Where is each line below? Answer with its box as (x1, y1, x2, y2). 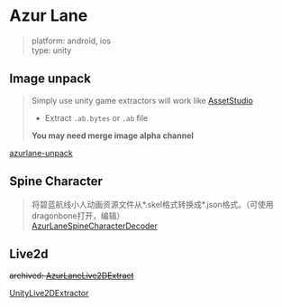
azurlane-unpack (9, 147, 74, 158)
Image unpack (9, 71, 92, 87)
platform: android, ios (31, 35, 111, 46)
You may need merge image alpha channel (31, 130, 194, 141)
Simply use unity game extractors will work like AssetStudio (31, 95, 254, 106)
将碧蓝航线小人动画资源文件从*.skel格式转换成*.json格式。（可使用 (31, 199, 274, 209)
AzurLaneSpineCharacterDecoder (31, 220, 158, 231)
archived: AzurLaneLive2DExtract (9, 270, 134, 281)
